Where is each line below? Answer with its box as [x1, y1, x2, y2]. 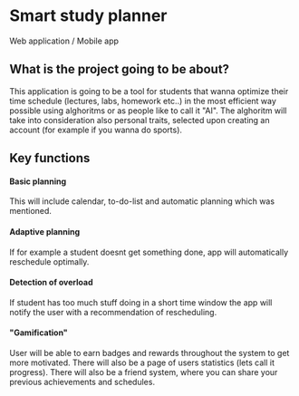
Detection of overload [9, 277, 93, 288]
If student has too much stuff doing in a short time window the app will [9, 296, 273, 308]
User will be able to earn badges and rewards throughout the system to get [9, 347, 290, 358]
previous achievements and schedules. [9, 376, 156, 387]
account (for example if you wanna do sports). [9, 124, 183, 135]
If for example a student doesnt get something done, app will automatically [9, 246, 288, 257]
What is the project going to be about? [9, 62, 229, 77]
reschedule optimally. [9, 256, 90, 267]
